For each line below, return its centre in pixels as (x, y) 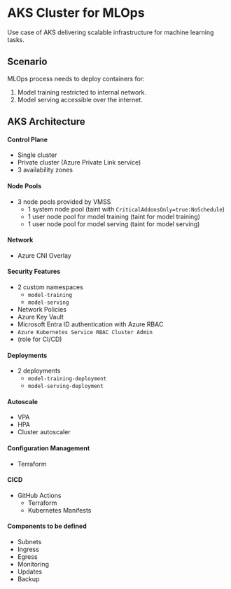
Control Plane (27, 139)
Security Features (34, 272)
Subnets (29, 541)
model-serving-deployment (65, 387)
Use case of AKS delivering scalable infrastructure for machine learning (111, 32)
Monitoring (33, 564)
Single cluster (37, 155)
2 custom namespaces (50, 287)
